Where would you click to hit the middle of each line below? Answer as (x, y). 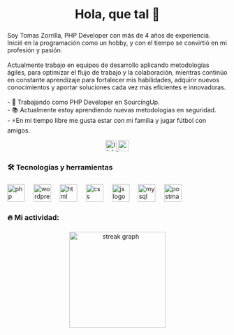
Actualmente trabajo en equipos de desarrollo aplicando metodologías (108, 65)
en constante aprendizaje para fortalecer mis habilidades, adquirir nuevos (114, 80)
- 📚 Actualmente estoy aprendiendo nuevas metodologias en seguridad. (112, 110)
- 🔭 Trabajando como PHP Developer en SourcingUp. (83, 102)
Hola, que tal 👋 (117, 14)
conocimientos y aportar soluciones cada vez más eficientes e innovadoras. (117, 87)
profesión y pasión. (35, 50)
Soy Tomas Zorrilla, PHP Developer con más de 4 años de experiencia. (109, 36)
